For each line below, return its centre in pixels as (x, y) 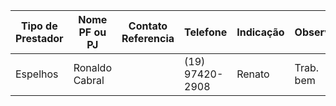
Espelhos (37, 74)
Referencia (148, 38)
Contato (148, 26)
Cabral (89, 80)
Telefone (206, 32)
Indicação (260, 32)
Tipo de (39, 26)
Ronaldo (92, 67)
